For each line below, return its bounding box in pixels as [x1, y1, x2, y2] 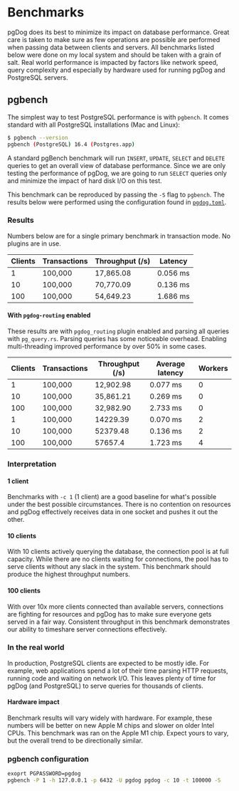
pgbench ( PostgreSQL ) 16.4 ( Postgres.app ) [7, 140, 135, 148]
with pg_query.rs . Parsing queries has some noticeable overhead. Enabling [7, 335, 227, 342]
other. [7, 515, 25, 524]
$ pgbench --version [7, 134, 69, 141]
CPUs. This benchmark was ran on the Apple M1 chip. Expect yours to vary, [7, 729, 229, 738]
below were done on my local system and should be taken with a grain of [7, 51, 222, 59]
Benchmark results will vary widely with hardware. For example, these [7, 713, 213, 723]
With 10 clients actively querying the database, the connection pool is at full [7, 548, 229, 556]
